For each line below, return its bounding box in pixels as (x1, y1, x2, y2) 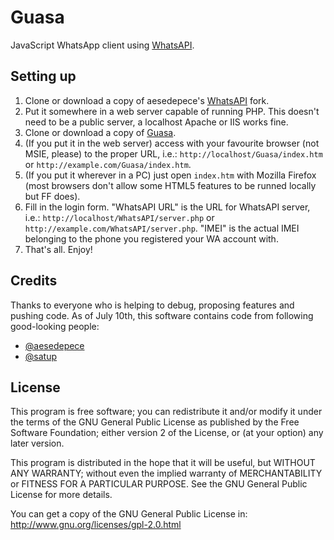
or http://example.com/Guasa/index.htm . (24, 158, 192, 170)
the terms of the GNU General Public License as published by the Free (10, 416, 300, 428)
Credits (10, 272, 58, 290)
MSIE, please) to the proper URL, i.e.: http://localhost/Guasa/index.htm (24, 147, 323, 160)
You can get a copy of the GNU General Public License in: (10, 508, 248, 520)
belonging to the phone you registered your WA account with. (24, 232, 279, 245)
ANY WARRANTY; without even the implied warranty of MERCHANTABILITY (10, 467, 323, 480)
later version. (10, 437, 65, 450)
